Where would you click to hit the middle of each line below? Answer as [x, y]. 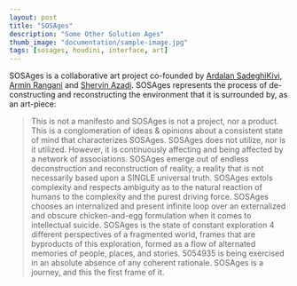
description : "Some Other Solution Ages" [87, 34]
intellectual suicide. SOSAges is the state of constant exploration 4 [152, 225]
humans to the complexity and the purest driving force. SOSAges [149, 197]
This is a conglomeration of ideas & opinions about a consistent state [157, 131]
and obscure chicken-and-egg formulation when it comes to [141, 216]
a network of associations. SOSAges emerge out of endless [140, 159]
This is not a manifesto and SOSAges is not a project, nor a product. [155, 122]
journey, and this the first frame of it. [98, 273]
